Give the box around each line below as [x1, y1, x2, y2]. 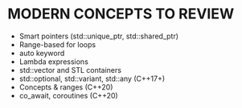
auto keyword [18, 48, 65, 58]
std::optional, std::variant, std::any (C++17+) [18, 74, 166, 83]
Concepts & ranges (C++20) [18, 82, 113, 92]
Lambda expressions [18, 57, 89, 66]
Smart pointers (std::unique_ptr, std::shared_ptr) [18, 31, 178, 41]
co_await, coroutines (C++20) [18, 90, 118, 100]
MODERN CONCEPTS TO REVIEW [7, 5, 235, 23]
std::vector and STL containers [18, 65, 122, 74]
